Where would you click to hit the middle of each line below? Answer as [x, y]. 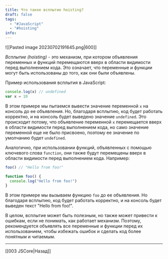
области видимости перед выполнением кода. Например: [67, 158]
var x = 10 [16, 96]
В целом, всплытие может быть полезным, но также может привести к [81, 215]
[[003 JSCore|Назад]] [28, 251]
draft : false [19, 14]
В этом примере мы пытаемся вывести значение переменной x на [77, 106]
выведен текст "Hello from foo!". [39, 206]
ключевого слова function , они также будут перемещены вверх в [75, 152]
